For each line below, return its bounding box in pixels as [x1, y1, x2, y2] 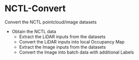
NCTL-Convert [4, 3, 66, 14]
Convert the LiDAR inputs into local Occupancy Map [19, 39, 125, 44]
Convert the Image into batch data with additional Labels [19, 49, 134, 55]
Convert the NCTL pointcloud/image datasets [4, 19, 97, 25]
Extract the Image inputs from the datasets [19, 44, 106, 50]
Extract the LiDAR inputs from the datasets [19, 34, 106, 40]
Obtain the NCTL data [11, 28, 56, 34]
